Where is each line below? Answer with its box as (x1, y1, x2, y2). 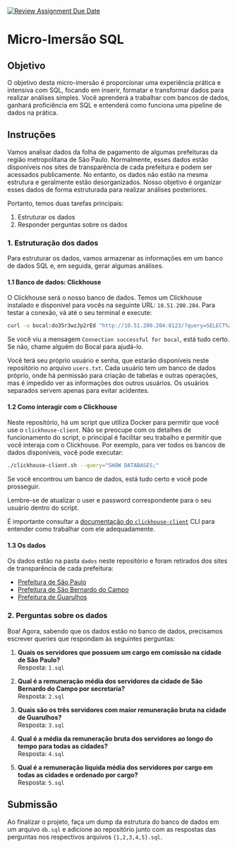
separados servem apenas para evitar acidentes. (7, 386, 150, 395)
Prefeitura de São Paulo (17, 578, 87, 587)
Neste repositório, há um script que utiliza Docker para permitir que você (7, 418, 219, 427)
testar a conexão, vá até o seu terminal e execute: (7, 309, 152, 317)
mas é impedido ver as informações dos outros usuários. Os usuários (7, 379, 209, 387)
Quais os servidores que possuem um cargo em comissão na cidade (17, 648, 222, 656)
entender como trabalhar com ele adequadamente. (7, 525, 155, 534)
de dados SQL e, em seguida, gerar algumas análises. (7, 262, 164, 270)
